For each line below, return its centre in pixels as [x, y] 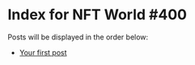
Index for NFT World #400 [97, 15]
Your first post [43, 52]
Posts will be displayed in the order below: [78, 37]
